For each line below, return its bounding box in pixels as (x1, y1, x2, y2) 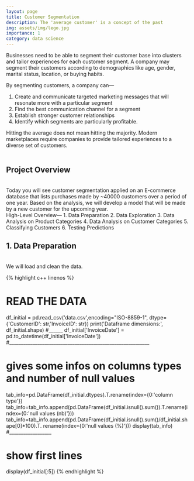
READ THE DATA (6, 294, 87, 308)
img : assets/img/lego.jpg (6, 25, 69, 31)
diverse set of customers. (6, 142, 68, 149)
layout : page (6, 8, 38, 15)
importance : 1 (6, 30, 41, 36)
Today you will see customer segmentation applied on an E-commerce (6, 187, 176, 194)
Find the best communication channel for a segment (14, 106, 141, 112)
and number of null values (6, 372, 136, 385)
